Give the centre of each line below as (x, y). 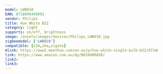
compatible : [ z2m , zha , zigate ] (36, 46)
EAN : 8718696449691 (25, 14)
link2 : (12, 59)
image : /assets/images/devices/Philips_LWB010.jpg (57, 37)
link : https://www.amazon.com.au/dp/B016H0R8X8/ (55, 55)
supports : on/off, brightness (36, 32)
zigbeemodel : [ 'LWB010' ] (30, 41)
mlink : (12, 50)
